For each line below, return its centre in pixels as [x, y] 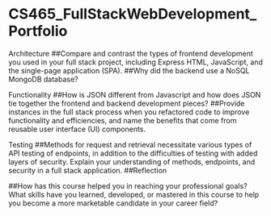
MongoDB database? [43, 79]
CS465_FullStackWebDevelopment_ [133, 14]
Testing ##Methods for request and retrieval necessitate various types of [130, 144]
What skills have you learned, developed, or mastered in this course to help [134, 194]
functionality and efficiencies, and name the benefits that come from [123, 120]
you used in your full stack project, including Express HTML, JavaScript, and [135, 62]
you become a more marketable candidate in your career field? [113, 203]
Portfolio [38, 31]
